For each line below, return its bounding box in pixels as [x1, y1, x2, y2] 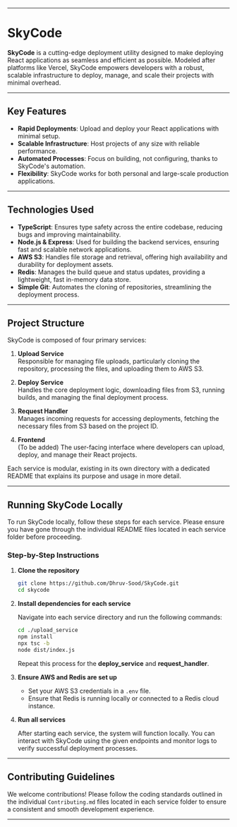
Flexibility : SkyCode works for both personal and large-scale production [17, 169, 229, 177]
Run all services [17, 715, 66, 724]
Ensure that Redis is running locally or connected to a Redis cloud [28, 694, 219, 703]
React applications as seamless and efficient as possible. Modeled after [7, 56, 216, 64]
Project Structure [7, 317, 85, 329]
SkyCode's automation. [17, 162, 86, 170]
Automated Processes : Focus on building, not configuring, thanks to [17, 154, 218, 162]
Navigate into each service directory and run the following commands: [17, 613, 222, 621]
